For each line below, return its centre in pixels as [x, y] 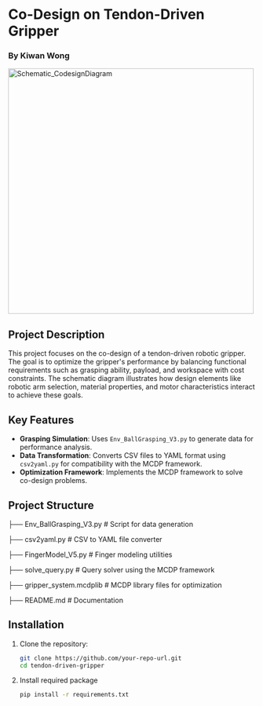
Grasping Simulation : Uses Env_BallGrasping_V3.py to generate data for [136, 439]
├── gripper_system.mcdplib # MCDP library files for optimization [115, 585]
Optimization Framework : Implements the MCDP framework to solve [131, 472]
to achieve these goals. [46, 395]
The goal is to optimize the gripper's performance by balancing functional [128, 362]
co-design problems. [53, 481]
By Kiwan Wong [39, 56]
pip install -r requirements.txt [74, 695]
